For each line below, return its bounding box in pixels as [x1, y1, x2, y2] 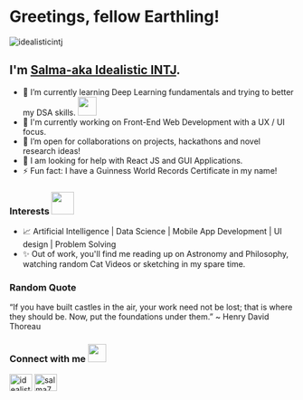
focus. [22, 126, 47, 137]
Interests [9, 205, 50, 217]
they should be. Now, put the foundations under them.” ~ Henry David [9, 311, 270, 322]
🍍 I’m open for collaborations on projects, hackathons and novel [22, 136, 260, 147]
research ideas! [22, 145, 81, 156]
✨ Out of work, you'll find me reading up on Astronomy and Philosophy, [22, 249, 289, 260]
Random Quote [9, 281, 77, 293]
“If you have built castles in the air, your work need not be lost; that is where [9, 301, 293, 313]
